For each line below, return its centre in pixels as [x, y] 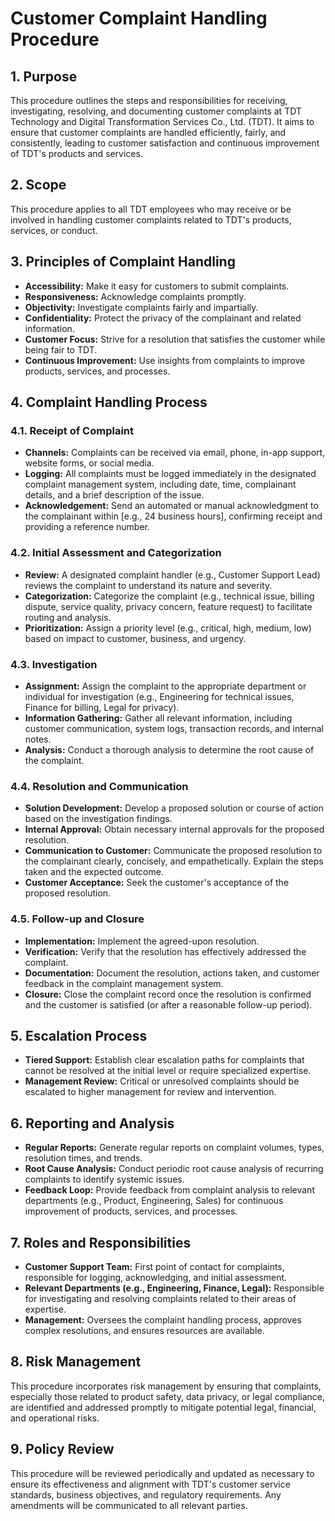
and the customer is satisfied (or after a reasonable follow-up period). [168, 1004]
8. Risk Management [76, 1362]
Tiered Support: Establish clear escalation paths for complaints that [164, 1060]
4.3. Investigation [54, 664]
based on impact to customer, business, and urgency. [135, 638]
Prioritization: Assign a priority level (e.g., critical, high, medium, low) [168, 628]
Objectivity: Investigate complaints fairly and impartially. [141, 307]
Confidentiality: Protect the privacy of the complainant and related [163, 318]
